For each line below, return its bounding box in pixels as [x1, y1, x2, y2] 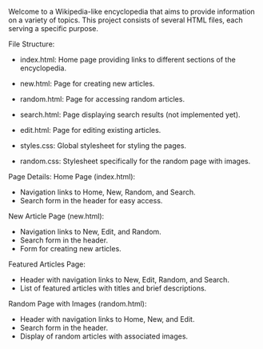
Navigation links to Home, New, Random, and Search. [19, 187, 196, 197]
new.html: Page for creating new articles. [19, 79, 155, 88]
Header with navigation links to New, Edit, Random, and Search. [19, 275, 230, 284]
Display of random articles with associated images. [19, 331, 189, 341]
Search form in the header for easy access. [19, 196, 163, 205]
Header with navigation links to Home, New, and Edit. [19, 315, 195, 323]
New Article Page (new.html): [8, 211, 105, 221]
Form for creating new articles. [19, 244, 122, 253]
